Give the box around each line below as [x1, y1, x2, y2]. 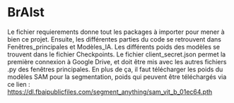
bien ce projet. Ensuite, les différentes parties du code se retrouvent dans [7, 35, 221, 43]
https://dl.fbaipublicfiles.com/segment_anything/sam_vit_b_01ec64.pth [7, 87, 213, 96]
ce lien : [7, 80, 30, 88]
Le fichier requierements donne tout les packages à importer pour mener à [7, 28, 225, 36]
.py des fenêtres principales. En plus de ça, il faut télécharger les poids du [7, 65, 223, 73]
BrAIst [7, 4, 45, 20]
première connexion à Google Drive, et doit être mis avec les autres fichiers [7, 57, 227, 66]
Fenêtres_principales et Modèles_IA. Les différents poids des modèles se [7, 42, 221, 51]
